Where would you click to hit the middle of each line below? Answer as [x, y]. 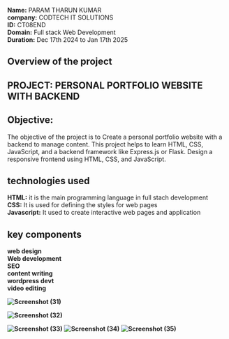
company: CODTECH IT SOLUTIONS [60, 17]
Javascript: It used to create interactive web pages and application [104, 213]
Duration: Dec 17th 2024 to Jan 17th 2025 [68, 40]
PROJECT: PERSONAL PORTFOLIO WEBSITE [105, 85]
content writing [30, 273]
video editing [27, 288]
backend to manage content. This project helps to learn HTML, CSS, [105, 144]
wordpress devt [31, 281]
